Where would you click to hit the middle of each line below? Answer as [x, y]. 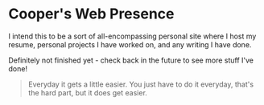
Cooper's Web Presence [91, 14]
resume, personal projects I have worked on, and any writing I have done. [130, 44]
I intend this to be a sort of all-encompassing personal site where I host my [132, 36]
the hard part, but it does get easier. [87, 92]
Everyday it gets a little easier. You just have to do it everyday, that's [141, 84]
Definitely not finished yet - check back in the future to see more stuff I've [131, 60]
